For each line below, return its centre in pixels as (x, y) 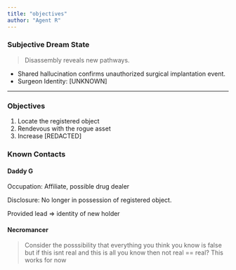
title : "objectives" (38, 14)
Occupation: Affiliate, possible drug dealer (68, 187)
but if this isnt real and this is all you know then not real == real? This (124, 252)
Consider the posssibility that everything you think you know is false (123, 245)
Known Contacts (37, 154)
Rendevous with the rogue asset (64, 129)
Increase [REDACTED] (50, 136)
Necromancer (28, 229)
